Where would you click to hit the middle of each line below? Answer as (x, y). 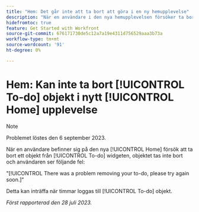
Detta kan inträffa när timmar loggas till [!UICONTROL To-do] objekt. (89, 191)
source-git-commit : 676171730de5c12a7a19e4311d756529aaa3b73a (84, 34)
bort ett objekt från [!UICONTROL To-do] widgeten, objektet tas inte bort (94, 155)
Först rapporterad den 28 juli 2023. (49, 203)
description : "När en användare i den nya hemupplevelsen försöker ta (95, 17)
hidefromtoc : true (29, 23)
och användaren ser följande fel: (46, 162)
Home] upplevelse (52, 110)
